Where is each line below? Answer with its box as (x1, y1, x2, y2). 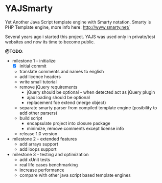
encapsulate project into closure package (26, 121, 111, 126)
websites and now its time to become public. (5, 39, 95, 44)
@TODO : (5, 48, 23, 54)
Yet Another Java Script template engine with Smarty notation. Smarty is (5, 19, 151, 25)
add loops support (19, 146, 57, 152)
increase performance (19, 167, 65, 173)
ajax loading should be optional (26, 95, 90, 100)
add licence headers (19, 74, 61, 80)
